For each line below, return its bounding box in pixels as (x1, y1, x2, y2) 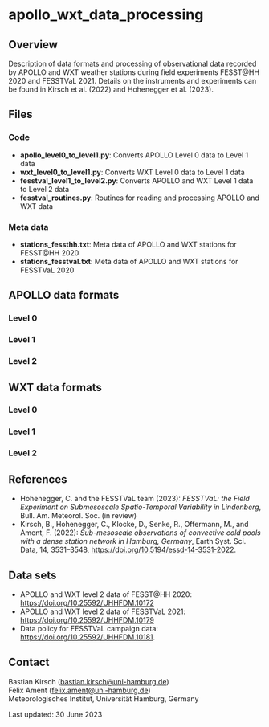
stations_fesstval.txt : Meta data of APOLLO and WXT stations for (19, 256, 238, 266)
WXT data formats (8, 380, 102, 394)
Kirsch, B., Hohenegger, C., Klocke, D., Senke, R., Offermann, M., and (19, 520, 249, 529)
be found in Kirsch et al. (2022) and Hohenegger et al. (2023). (8, 84, 214, 94)
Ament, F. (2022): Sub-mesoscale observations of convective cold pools (19, 528, 261, 537)
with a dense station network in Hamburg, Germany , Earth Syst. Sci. (19, 537, 247, 546)
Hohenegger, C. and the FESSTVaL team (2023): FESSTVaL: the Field (19, 494, 251, 504)
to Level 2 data (19, 184, 70, 194)
